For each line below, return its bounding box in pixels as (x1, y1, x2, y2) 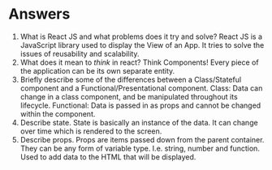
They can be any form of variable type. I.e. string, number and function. (19, 143, 260, 153)
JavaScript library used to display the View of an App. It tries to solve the (19, 40, 265, 49)
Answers (8, 5, 71, 23)
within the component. (19, 108, 96, 118)
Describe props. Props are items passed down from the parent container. (19, 134, 265, 144)
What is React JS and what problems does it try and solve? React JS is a (19, 32, 262, 41)
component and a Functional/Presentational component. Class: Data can (19, 83, 263, 93)
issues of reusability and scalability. (19, 49, 140, 58)
